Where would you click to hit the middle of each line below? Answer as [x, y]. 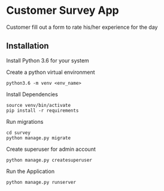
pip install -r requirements [42, 111]
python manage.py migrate [38, 138]
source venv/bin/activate [38, 105]
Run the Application [31, 171]
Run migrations [25, 121]
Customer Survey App [63, 11]
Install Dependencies [32, 94]
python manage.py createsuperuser [49, 160]
